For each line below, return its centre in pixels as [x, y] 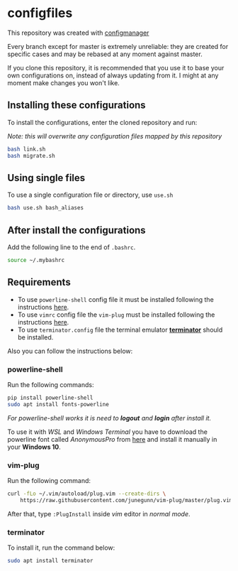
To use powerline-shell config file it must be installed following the [115, 299]
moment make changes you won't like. [64, 82]
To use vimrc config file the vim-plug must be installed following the [116, 315]
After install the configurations [77, 230]
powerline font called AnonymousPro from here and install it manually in [112, 439]
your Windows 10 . [34, 447]
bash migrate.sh [31, 156]
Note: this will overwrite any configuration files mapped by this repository [115, 136]
